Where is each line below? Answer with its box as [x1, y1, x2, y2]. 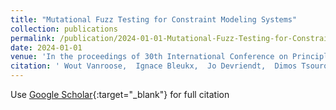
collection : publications [10, 24, 118, 34]
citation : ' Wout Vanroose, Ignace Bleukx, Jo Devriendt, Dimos [10, 61, 298, 71]
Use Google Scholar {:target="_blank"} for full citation [10, 89, 230, 100]
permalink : [10, 33, 56, 43]
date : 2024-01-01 [10, 42, 83, 53]
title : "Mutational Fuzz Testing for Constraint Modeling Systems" [10, 14, 298, 25]
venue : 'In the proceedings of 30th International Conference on [10, 52, 288, 62]
